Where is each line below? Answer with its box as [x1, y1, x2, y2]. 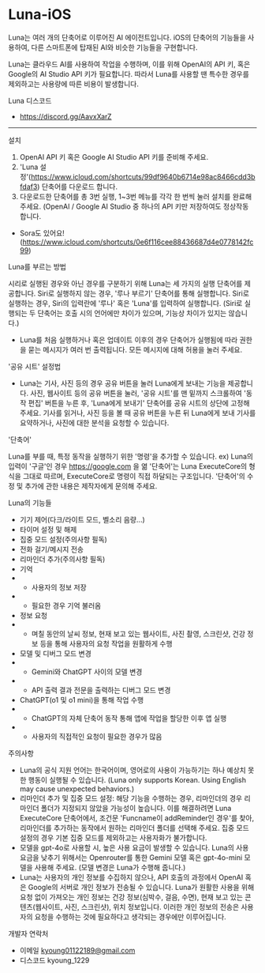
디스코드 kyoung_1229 [19, 955, 90, 965]
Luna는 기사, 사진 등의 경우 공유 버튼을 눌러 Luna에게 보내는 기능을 [19, 378, 226, 388]
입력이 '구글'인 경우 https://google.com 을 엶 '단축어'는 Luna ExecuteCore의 [8, 461, 248, 471]
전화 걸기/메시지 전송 [19, 544, 84, 554]
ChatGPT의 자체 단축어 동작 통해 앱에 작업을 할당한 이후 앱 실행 [31, 713, 227, 722]
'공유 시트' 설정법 [8, 361, 62, 371]
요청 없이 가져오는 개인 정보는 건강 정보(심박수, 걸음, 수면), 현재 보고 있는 [19, 892, 243, 902]
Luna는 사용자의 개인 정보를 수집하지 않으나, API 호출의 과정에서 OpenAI [19, 872, 244, 882]
